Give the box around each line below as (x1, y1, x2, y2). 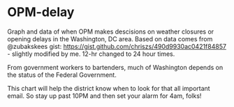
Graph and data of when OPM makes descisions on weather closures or (7, 27, 214, 36)
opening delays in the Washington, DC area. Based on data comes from (7, 34, 213, 43)
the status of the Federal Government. (7, 71, 117, 79)
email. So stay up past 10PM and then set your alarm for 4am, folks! (7, 92, 202, 100)
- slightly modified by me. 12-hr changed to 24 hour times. (7, 50, 175, 58)
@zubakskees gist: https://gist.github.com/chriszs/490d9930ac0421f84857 (7, 42, 227, 50)
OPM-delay (7, 4, 75, 20)
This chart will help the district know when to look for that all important (7, 84, 211, 92)
